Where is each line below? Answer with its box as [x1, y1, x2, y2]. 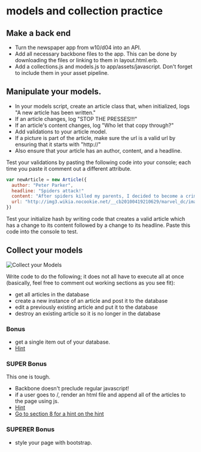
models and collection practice [6, 4, 163, 18]
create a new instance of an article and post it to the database [14, 297, 168, 304]
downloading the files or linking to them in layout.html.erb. [14, 57, 159, 63]
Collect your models [6, 245, 83, 256]
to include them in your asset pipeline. [14, 69, 109, 76]
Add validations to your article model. [14, 128, 108, 135]
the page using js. [14, 398, 59, 405]
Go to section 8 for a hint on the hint [14, 410, 104, 417]
